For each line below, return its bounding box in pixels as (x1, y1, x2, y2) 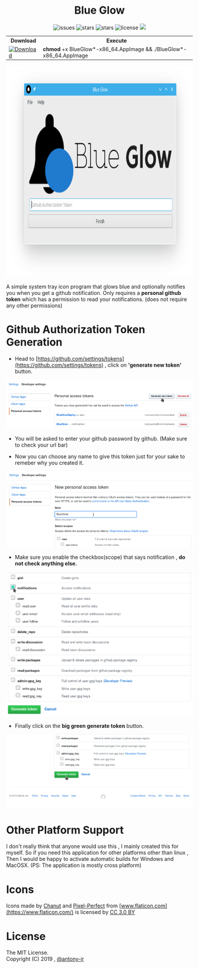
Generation (6, 335, 63, 349)
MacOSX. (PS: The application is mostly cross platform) (6, 862, 142, 869)
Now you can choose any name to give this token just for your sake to (14, 452, 185, 460)
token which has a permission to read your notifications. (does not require (6, 296, 188, 303)
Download (10, 37, 37, 45)
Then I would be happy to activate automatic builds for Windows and (6, 856, 174, 863)
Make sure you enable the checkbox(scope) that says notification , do (14, 554, 185, 561)
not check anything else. (14, 560, 78, 567)
